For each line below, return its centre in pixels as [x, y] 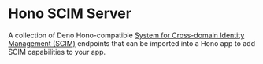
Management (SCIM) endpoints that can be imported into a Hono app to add [132, 43]
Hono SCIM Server [70, 14]
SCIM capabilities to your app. [57, 52]
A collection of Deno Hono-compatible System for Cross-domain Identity [126, 35]
